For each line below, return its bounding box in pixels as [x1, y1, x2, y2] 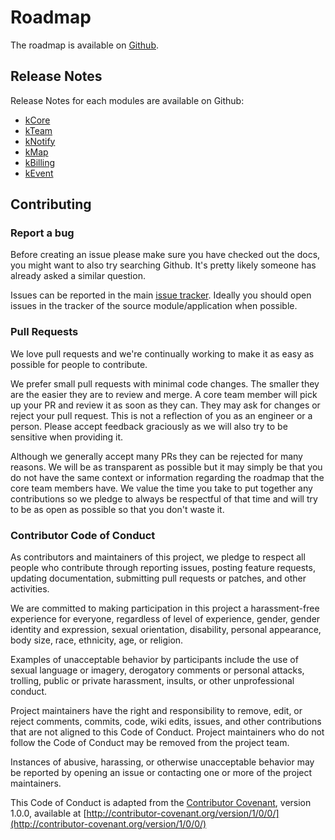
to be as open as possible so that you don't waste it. [10, 503, 225, 515]
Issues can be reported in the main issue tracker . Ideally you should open [10, 289, 312, 301]
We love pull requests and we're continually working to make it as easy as [10, 347, 315, 360]
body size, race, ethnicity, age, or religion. [10, 634, 184, 646]
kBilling [24, 156, 56, 168]
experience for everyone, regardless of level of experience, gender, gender [10, 613, 321, 625]
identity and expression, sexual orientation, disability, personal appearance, [10, 624, 322, 636]
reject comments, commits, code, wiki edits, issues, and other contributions [10, 716, 322, 728]
